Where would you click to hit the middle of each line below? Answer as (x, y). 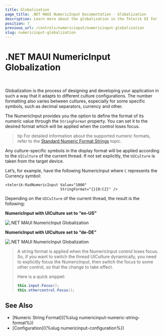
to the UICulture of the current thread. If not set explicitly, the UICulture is (80, 156)
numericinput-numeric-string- (109, 317)
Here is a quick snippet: (41, 276)
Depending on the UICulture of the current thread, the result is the (72, 198)
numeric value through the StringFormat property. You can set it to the (76, 121)
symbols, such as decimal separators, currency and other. (64, 106)
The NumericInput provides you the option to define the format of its (75, 116)
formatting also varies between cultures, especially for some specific (75, 101)
